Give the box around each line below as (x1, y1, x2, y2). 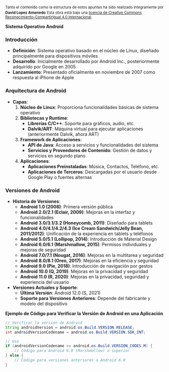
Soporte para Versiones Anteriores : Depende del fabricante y (20, 295, 151, 301)
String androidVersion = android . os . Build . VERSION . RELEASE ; (5, 325, 135, 330)
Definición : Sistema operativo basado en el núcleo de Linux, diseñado (12, 48, 159, 54)
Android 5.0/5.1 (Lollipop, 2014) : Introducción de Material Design (20, 236, 157, 242)
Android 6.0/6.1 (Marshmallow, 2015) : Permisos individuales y (20, 241, 151, 247)
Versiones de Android (5, 187, 60, 194)
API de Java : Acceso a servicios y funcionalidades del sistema (27, 142, 158, 148)
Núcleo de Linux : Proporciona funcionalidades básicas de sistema (20, 104, 159, 110)
